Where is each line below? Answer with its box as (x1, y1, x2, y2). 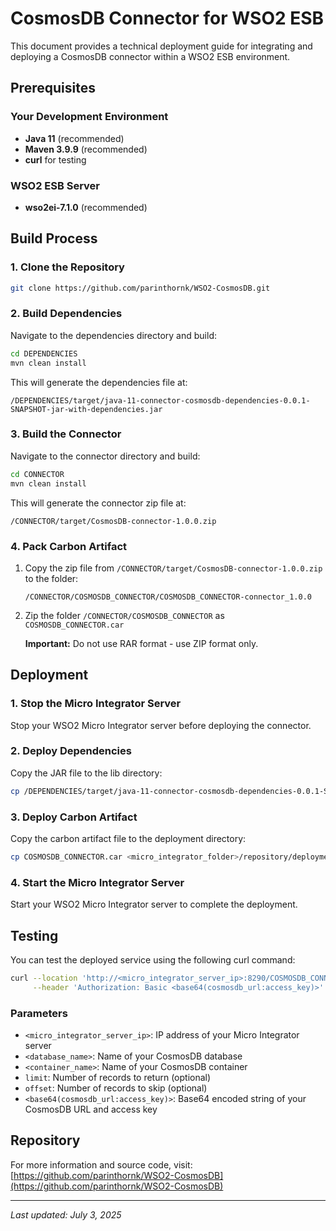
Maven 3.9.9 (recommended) (24, 143, 148, 155)
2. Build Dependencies (10, 307, 123, 321)
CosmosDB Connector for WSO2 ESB (10, 7, 325, 30)
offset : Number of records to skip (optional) (24, 1082, 208, 1094)
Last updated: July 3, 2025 (10, 1208, 122, 1221)
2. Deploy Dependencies (10, 744, 132, 758)
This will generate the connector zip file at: (10, 497, 187, 509)
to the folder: (24, 572, 79, 584)
